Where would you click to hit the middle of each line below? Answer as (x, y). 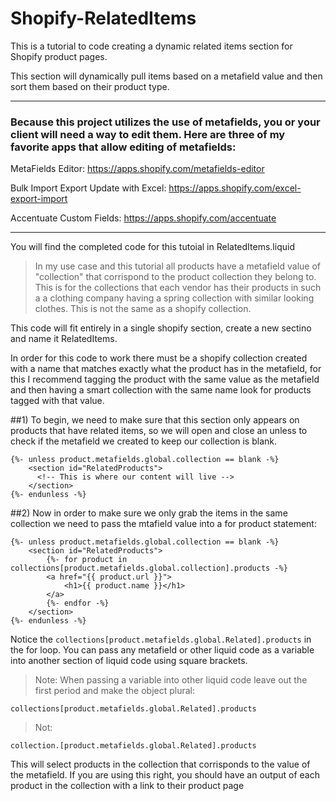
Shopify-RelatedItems (103, 18)
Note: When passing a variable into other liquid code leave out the (171, 680)
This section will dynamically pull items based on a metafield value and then (166, 76)
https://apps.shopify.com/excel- (235, 188)
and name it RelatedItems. (64, 339)
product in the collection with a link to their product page (127, 786)
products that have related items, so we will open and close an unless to (159, 431)
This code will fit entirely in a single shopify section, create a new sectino (161, 328)
